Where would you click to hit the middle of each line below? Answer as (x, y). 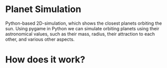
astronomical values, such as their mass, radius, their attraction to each (80, 34)
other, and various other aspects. (40, 39)
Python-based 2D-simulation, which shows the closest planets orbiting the (83, 23)
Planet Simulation (43, 9)
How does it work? (45, 60)
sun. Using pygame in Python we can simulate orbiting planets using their (82, 28)
